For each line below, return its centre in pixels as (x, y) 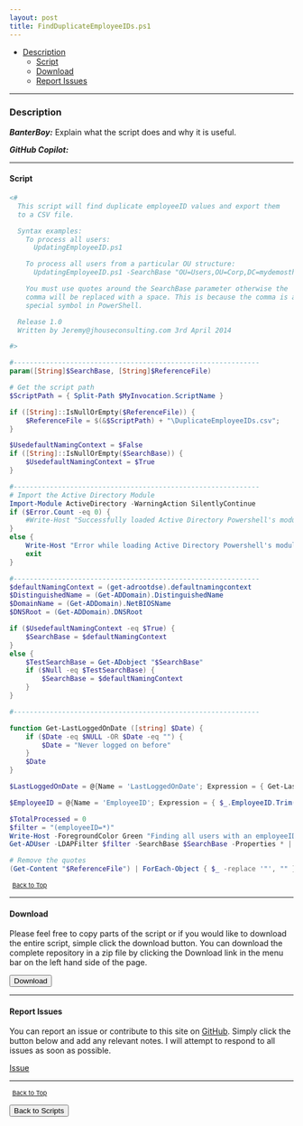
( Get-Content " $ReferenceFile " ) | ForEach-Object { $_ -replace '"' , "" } (153, 869)
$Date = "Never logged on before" (106, 745)
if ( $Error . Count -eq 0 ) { (60, 512)
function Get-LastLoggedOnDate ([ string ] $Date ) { (106, 728)
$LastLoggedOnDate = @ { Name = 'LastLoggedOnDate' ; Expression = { (137, 786)
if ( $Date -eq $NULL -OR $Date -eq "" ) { (105, 737)
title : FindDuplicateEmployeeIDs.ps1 (80, 26)
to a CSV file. (46, 214)
